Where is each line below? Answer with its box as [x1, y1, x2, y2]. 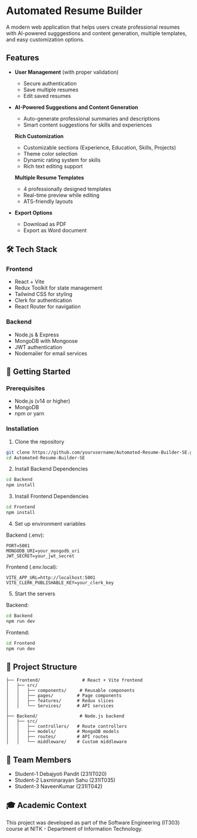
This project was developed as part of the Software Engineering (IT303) [6, 819, 180, 826]
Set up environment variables [14, 520, 86, 527]
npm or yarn [14, 410, 45, 417]
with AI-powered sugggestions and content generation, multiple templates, [6, 29, 187, 36]
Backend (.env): [6, 532, 45, 539]
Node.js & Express [14, 331, 59, 338]
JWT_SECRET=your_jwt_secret [6, 553, 75, 559]
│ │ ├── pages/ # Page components [6, 693, 122, 699]
